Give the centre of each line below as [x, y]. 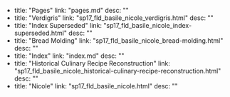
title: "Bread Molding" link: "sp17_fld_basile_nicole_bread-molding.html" [119, 41]
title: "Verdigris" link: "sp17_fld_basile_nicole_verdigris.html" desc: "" [114, 18]
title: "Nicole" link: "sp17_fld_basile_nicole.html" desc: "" [96, 86]
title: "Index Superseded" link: [58, 25]
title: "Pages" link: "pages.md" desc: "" [72, 10]
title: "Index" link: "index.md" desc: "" [69, 56]
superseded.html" [41, 33]
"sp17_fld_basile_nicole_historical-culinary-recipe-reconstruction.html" [117, 71]
